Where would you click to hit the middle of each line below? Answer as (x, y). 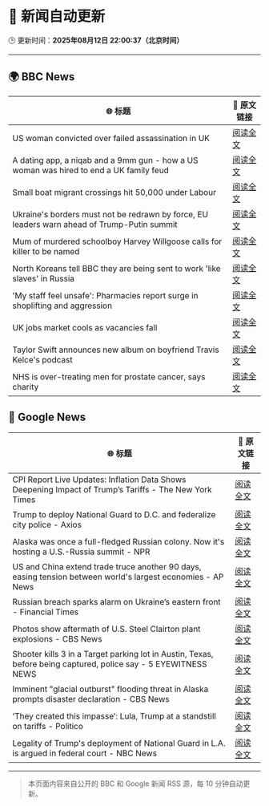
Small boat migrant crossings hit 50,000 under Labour (114, 192)
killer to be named (46, 251)
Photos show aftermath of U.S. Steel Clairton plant (106, 629)
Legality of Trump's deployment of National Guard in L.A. (119, 743)
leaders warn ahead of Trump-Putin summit (95, 224)
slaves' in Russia (43, 278)
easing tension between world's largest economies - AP (118, 577)
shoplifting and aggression (62, 306)
